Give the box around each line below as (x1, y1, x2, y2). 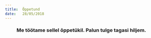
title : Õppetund (5, 7, 40, 12)
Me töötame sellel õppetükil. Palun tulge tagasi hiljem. (16, 27, 147, 34)
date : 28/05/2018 (5, 11, 45, 16)
